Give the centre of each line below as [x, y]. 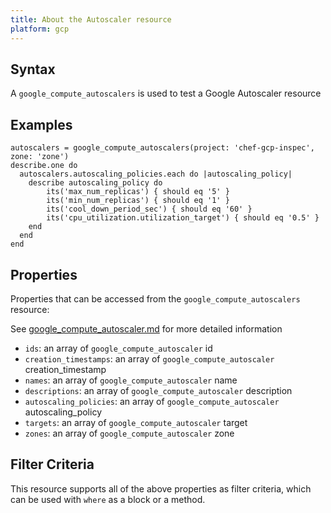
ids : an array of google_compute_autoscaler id [118, 348]
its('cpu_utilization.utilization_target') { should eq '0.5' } [183, 218]
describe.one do [44, 166]
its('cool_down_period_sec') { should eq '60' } [149, 209]
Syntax [33, 69]
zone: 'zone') [40, 157]
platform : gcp [40, 29]
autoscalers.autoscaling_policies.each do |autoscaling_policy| [156, 174]
